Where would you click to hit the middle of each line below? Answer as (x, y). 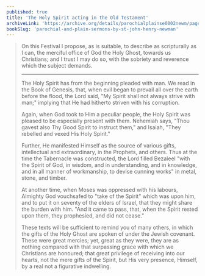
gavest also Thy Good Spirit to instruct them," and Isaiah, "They (101, 127)
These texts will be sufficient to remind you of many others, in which (107, 228)
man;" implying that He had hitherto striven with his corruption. (100, 103)
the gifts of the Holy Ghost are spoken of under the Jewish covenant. (108, 234)
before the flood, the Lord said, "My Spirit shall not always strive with (108, 96)
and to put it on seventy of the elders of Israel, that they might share (107, 203)
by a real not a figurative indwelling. (66, 266)
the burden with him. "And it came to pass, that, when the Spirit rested (110, 209)
